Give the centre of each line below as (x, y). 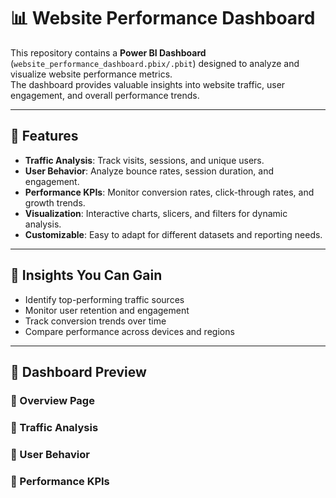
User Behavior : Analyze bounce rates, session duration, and (149, 171)
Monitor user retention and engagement (107, 310)
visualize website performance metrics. (91, 74)
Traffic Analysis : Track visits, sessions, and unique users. (144, 160)
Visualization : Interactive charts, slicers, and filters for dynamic (156, 213)
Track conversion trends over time (95, 321)
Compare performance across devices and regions (129, 331)
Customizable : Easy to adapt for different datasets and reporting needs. (173, 234)
